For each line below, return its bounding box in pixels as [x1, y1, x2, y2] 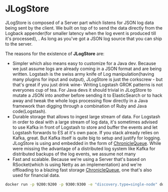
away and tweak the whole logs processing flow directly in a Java [12, 97, 148, 103]
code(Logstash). [12, 108, 46, 114]
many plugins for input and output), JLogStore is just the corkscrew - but [12, 76, 163, 82]
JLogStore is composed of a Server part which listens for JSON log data [5, 20, 154, 26]
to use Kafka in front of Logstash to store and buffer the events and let [12, 124, 158, 130]
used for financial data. [12, 172, 60, 178]
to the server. [5, 41, 32, 47]
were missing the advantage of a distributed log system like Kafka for [12, 145, 155, 151]
